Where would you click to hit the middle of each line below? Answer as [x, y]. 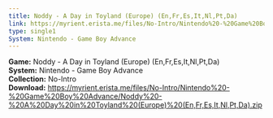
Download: [27, 88]
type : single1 [32, 31]
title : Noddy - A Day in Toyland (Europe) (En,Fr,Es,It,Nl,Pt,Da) [123, 16]
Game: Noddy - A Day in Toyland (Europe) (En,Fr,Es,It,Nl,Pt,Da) [114, 62]
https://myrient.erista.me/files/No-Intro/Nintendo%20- [139, 88]
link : [17, 24]
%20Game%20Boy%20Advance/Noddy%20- [85, 96]
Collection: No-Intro [43, 79]
